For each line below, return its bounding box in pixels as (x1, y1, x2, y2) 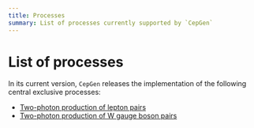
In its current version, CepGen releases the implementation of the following (8, 79, 247, 88)
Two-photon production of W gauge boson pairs (19, 111, 177, 121)
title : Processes (8, 11, 65, 20)
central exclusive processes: (8, 88, 101, 97)
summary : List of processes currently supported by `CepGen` (8, 19, 214, 27)
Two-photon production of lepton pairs (19, 103, 147, 112)
